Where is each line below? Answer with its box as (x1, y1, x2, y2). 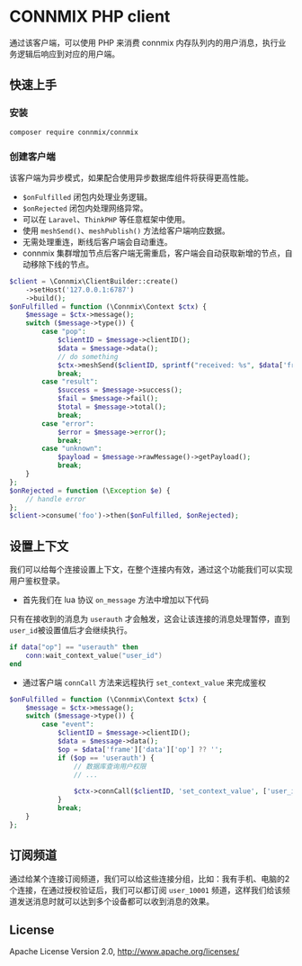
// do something (57, 352, 119, 361)
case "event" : (41, 720, 94, 729)
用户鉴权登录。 (9, 575, 65, 586)
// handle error (25, 494, 87, 503)
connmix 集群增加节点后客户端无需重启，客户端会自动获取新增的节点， (22, 248, 285, 258)
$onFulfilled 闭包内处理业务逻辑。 (22, 191, 153, 202)
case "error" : (41, 419, 94, 429)
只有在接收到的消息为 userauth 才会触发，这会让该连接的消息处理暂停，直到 (9, 614, 290, 625)
